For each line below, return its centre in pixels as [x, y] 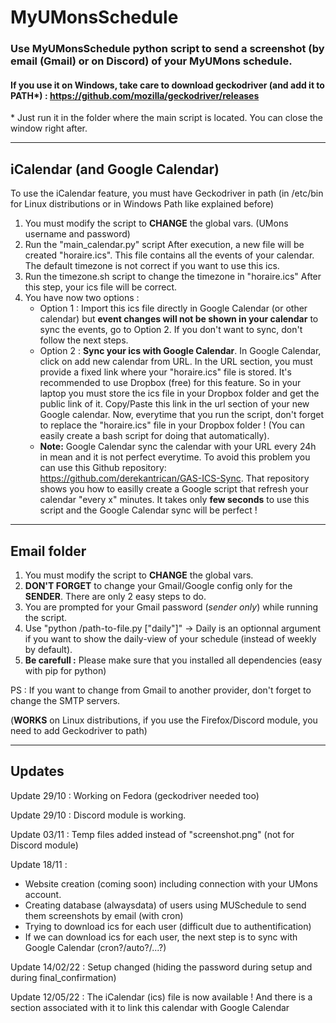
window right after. [49, 128]
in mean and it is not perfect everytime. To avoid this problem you [175, 457]
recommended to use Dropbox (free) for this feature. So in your [170, 383]
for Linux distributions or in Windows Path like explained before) [142, 204]
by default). [48, 649]
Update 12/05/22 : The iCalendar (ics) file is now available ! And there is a [161, 997]
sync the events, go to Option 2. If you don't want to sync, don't [171, 330]
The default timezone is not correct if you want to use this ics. [152, 266]
